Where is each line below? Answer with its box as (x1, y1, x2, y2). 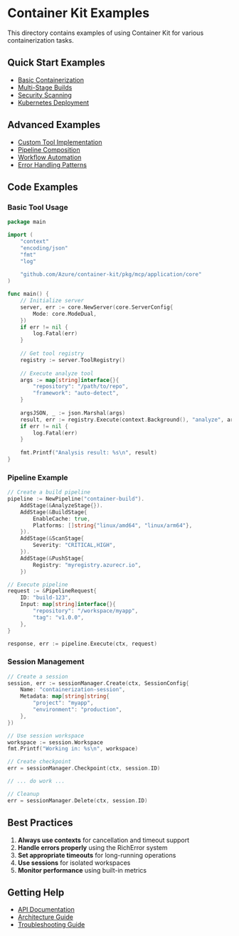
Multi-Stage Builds (17, 83, 73, 92)
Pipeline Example (7, 472, 69, 482)
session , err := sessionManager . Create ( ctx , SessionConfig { (7, 679, 190, 687)
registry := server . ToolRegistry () (20, 356, 126, 363)
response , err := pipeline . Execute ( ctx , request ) (7, 640, 158, 647)
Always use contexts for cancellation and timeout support (17, 836, 190, 844)
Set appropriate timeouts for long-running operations (17, 851, 176, 859)
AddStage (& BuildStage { (20, 509, 87, 516)
